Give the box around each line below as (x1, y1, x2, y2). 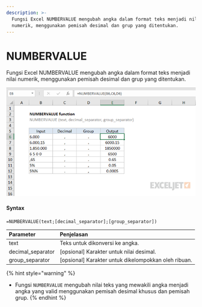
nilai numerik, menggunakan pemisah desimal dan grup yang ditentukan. (6, 75, 186, 83)
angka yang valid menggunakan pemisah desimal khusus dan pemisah (14, 288, 191, 295)
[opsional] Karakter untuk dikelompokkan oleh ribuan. (60, 256, 192, 264)
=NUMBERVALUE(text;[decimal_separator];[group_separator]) (6, 218, 158, 224)
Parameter (8, 231, 36, 238)
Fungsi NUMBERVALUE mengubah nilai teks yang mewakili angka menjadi (14, 281, 189, 289)
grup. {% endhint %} (14, 294, 67, 302)
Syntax (6, 204, 25, 211)
